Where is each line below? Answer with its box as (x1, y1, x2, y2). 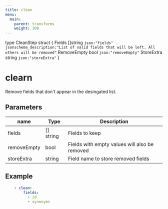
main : (9, 16, 21, 21)
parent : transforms (14, 21, 55, 26)
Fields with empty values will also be (67, 140, 154, 147)
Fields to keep (67, 129, 101, 136)
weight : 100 (14, 26, 39, 31)
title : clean (5, 7, 32, 12)
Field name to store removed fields (67, 155, 149, 162)
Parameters (5, 103, 42, 111)
